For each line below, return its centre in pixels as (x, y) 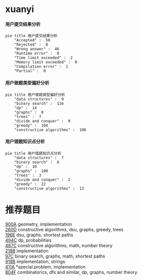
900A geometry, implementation (39, 224)
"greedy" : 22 (30, 184)
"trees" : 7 (28, 116)
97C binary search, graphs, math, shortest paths (55, 256)
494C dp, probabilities (28, 240)
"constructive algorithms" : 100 (50, 130)
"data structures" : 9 (39, 99)
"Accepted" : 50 (32, 40)
